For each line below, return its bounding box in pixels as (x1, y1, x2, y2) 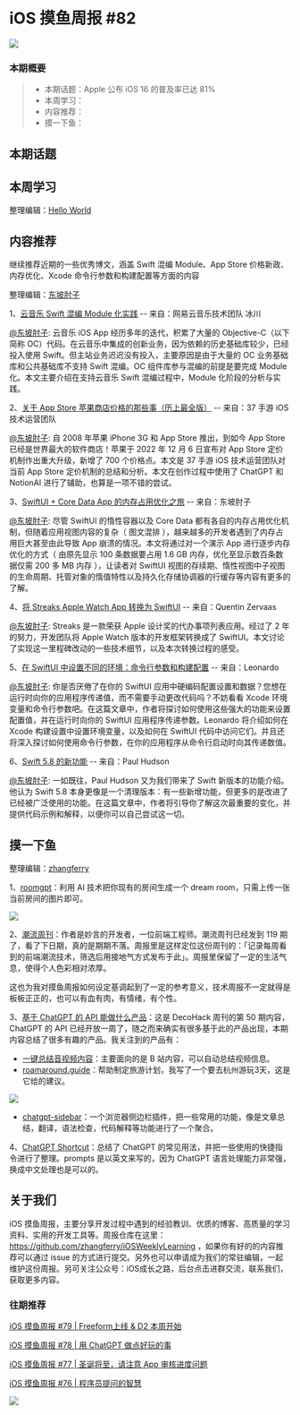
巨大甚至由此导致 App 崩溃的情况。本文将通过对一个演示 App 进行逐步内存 (16, 538, 291, 549)
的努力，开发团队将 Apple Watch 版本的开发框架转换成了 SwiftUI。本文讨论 (9, 632, 286, 643)
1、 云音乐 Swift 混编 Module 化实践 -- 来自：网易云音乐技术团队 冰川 (9, 308, 262, 319)
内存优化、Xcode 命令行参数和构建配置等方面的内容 (9, 270, 200, 281)
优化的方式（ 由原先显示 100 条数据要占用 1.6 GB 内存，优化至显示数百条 (9, 549, 276, 560)
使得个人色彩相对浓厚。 (24, 963, 112, 973)
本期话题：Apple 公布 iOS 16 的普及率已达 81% (44, 84, 216, 95)
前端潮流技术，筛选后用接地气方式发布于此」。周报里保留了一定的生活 (24, 951, 279, 963)
